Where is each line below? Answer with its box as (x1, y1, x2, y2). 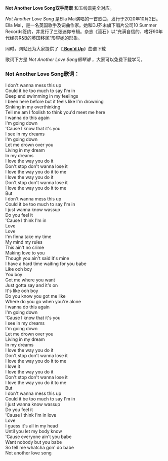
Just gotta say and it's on (5, 282, 58, 289)
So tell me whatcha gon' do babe (5, 445, 74, 451)
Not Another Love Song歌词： (5, 70, 79, 77)
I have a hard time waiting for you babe (5, 261, 87, 267)
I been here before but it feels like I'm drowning (5, 99, 104, 105)
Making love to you (5, 250, 45, 256)
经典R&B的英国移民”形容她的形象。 (9, 35, 82, 41)
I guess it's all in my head (5, 423, 58, 429)
